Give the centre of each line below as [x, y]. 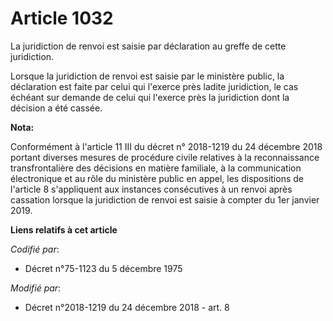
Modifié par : [36, 288]
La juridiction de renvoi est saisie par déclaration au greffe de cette [148, 46]
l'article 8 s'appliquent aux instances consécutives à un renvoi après [151, 189]
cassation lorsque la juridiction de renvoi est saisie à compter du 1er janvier [165, 199]
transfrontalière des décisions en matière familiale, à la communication [156, 168]
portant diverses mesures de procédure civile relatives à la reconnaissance [165, 157]
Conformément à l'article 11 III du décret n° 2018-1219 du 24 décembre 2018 [166, 146]
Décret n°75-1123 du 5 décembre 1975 [103, 268]
